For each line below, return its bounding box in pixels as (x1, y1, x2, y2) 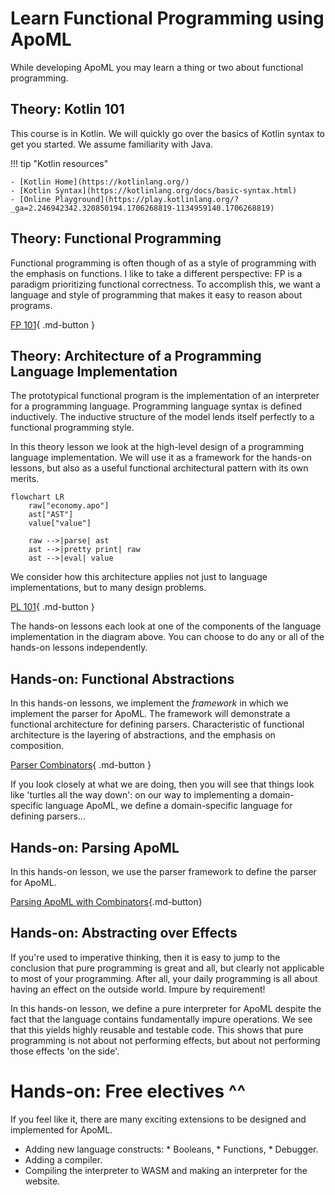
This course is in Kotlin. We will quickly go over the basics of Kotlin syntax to (10, 127, 325, 139)
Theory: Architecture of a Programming (10, 347, 262, 364)
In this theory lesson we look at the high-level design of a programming (10, 441, 305, 453)
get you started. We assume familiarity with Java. (10, 138, 214, 150)
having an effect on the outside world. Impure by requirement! (10, 983, 266, 995)
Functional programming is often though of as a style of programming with (10, 257, 317, 269)
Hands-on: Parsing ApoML (10, 839, 180, 856)
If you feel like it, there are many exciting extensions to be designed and (10, 1113, 307, 1125)
